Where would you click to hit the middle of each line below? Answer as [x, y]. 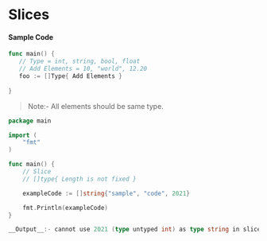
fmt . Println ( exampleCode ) [66, 208]
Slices [29, 15]
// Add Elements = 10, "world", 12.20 [83, 69]
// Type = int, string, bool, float [79, 61]
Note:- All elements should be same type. [96, 106]
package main [30, 121]
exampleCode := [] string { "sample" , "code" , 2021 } [106, 193]
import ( [23, 135]
